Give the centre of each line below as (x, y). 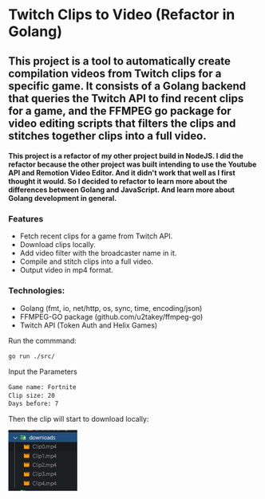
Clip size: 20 (32, 395)
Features (26, 219)
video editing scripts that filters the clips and (122, 123)
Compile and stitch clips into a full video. (87, 261)
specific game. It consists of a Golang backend (127, 86)
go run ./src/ (32, 356)
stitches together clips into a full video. (107, 136)
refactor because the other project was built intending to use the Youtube (132, 164)
